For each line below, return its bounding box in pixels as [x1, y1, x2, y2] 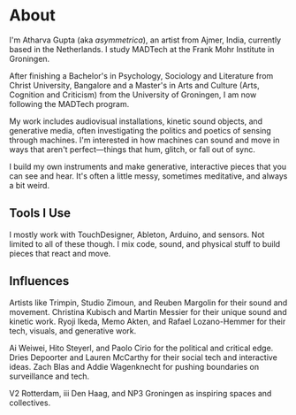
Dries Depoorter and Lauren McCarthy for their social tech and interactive [9, 351, 278, 363]
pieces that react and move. [9, 248, 111, 258]
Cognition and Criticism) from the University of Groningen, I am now [9, 89, 257, 100]
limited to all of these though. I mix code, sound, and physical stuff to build [9, 238, 281, 249]
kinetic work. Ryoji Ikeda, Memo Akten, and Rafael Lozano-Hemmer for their [9, 316, 286, 327]
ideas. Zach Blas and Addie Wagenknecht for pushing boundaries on [9, 361, 259, 372]
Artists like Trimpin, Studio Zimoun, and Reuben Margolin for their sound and [9, 297, 288, 308]
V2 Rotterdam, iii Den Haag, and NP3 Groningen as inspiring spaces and [9, 388, 272, 398]
